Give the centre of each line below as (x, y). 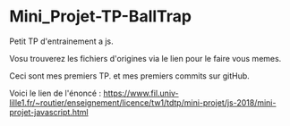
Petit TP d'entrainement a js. (61, 41)
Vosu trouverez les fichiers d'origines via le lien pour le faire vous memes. (145, 58)
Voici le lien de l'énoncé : (55, 93)
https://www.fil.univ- (141, 93)
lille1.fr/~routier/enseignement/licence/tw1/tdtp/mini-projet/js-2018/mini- (143, 102)
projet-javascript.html (49, 112)
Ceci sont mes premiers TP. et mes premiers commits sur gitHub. (130, 76)
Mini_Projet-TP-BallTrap (101, 17)
